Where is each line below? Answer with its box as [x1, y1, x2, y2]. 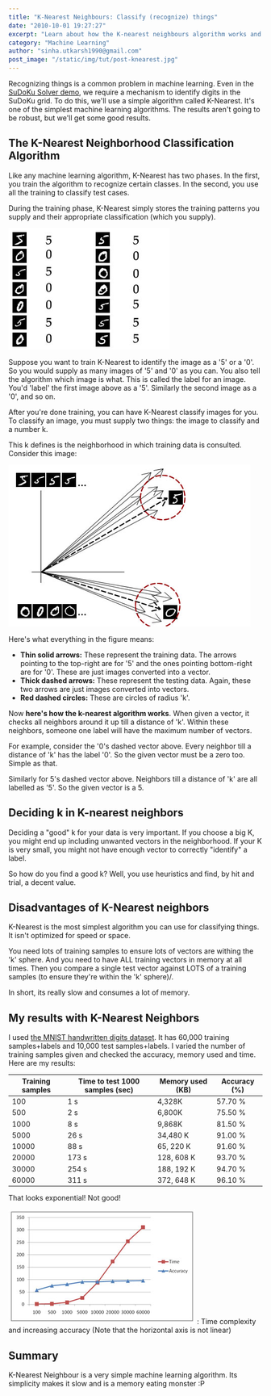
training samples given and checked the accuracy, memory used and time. [8, 1050, 256, 1059]
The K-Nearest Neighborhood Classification [8, 136, 235, 150]
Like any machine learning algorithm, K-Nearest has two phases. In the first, [8, 170, 261, 180]
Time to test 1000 [77, 1076, 140, 1086]
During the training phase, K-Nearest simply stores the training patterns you [8, 203, 261, 213]
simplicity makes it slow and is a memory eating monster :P [8, 1379, 206, 1389]
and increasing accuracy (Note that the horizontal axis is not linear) [8, 1325, 231, 1335]
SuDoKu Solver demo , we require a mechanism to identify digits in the [8, 87, 241, 97]
